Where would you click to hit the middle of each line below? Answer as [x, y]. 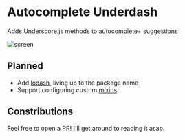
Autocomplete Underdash [83, 12]
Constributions [40, 112]
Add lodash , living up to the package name [78, 83]
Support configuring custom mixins [67, 89]
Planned [25, 66]
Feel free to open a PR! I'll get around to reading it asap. [86, 128]
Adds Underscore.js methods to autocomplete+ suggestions [92, 31]
